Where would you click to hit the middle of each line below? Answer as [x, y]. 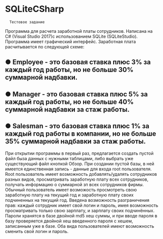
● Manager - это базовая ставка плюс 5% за [76, 94]
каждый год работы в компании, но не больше [81, 134]
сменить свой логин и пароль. [37, 231]
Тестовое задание [27, 22]
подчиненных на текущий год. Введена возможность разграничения [77, 200]
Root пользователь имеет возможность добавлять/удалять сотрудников [81, 174]
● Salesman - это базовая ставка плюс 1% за [77, 126]
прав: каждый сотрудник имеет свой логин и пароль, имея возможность [82, 205]
